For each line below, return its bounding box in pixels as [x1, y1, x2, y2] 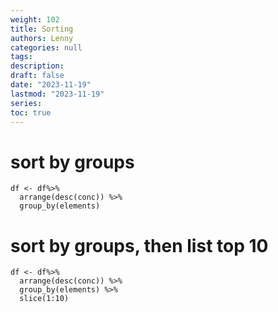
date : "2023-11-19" [10, 80, 92, 90]
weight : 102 [10, 14, 60, 25]
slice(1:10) [19, 294, 70, 304]
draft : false [10, 71, 65, 81]
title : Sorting [10, 24, 74, 34]
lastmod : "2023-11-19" [10, 89, 105, 99]
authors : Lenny [10, 33, 74, 43]
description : [10, 61, 65, 71]
